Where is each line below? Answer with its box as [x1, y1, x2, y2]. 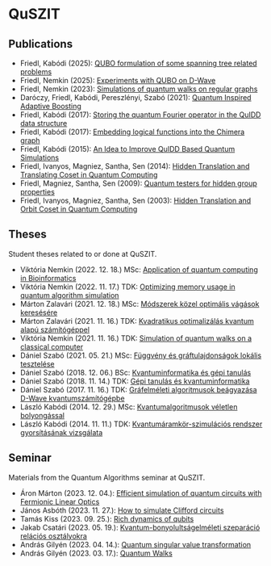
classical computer [19, 342, 83, 351]
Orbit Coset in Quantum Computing [19, 204, 138, 214]
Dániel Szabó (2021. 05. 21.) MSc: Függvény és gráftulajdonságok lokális [19, 350, 262, 360]
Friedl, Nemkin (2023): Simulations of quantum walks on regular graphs [19, 84, 258, 94]
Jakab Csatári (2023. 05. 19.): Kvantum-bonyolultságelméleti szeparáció [19, 522, 261, 532]
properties [19, 187, 55, 196]
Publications [8, 37, 73, 51]
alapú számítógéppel [19, 325, 90, 334]
